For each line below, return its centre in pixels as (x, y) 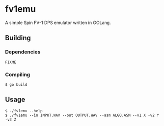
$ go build (16, 84)
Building (18, 38)
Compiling (18, 75)
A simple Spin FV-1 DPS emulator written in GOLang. (58, 23)
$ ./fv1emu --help (24, 111)
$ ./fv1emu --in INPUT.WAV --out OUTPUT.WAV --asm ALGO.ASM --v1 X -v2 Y (82, 115)
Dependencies (23, 52)
